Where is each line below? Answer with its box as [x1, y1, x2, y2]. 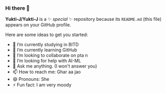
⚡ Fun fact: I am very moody [12, 82, 72, 88]
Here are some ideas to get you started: [5, 32, 89, 38]
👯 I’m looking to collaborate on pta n [12, 52, 88, 58]
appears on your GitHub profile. [5, 22, 71, 28]
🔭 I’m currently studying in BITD [12, 42, 79, 48]
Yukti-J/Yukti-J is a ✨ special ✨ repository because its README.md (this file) [5, 16, 162, 22]
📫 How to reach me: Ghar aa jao [12, 69, 81, 75]
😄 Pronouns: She [12, 76, 50, 82]
